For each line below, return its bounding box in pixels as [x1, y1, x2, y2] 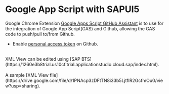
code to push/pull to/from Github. [5, 31, 75, 37]
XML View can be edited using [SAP [5, 56, 81, 62]
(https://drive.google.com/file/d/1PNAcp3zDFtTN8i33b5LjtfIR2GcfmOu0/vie [5, 77, 163, 83]
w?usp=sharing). [5, 82, 40, 89]
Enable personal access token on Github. [12, 40, 99, 46]
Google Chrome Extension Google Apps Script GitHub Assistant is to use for [5, 20, 164, 26]
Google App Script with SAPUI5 [5, 4, 140, 15]
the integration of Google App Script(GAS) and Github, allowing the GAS [5, 25, 155, 31]
